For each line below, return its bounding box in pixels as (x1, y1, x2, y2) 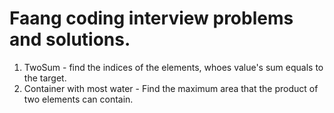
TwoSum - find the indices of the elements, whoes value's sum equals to (23, 61, 324, 73)
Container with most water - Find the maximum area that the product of (23, 82, 319, 94)
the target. (23, 72, 67, 84)
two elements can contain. (23, 93, 134, 105)
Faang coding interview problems (9, 7, 294, 30)
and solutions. (9, 28, 131, 51)
